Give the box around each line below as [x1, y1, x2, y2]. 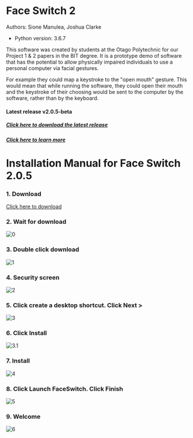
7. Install [6, 357, 30, 365]
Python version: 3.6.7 [14, 34, 66, 41]
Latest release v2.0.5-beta [6, 108, 73, 115]
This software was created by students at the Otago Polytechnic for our [6, 46, 178, 53]
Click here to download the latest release [6, 121, 108, 128]
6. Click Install [6, 329, 47, 337]
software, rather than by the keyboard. [6, 95, 99, 102]
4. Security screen [6, 273, 60, 281]
